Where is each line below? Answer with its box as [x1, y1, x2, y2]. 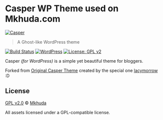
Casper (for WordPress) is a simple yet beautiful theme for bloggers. [5, 58, 143, 64]
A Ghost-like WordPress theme [17, 39, 80, 45]
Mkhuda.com [5, 13, 60, 24]
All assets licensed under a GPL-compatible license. [5, 109, 110, 115]
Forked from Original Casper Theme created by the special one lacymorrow [5, 67, 158, 73]
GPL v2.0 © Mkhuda [5, 100, 47, 106]
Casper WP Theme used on [5, 3, 119, 14]
